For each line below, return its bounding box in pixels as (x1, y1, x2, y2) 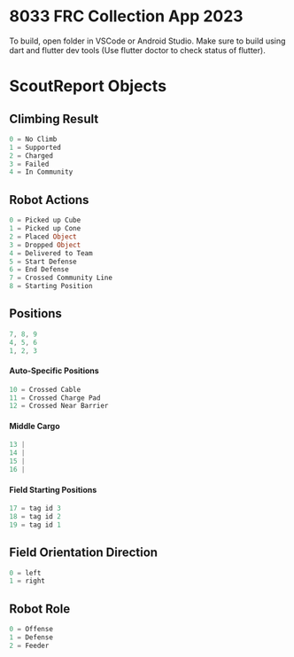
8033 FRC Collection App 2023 (9, 6, 244, 27)
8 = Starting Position (9, 282, 93, 291)
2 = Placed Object (9, 232, 77, 241)
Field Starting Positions (9, 484, 97, 495)
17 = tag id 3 (9, 504, 62, 513)
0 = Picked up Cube (9, 215, 81, 225)
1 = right (9, 576, 46, 586)
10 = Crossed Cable (9, 385, 81, 394)
